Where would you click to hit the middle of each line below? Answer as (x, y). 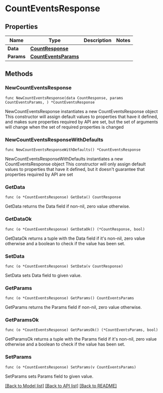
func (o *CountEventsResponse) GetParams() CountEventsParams (70, 298)
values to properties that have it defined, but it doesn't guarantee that (75, 169)
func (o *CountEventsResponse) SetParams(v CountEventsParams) (71, 367)
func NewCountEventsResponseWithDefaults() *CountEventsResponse (73, 150)
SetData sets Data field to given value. (43, 275)
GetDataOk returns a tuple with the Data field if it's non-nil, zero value (75, 238)
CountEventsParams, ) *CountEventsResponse (50, 102)
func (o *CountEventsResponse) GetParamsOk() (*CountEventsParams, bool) (82, 330)
